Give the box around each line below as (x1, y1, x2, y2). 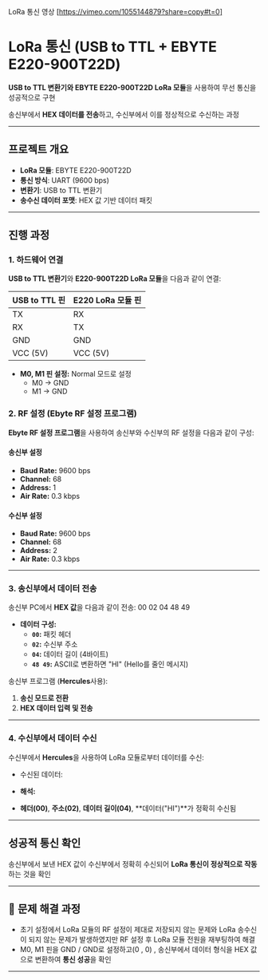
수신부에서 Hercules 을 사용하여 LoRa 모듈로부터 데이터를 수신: (8, 753, 205, 762)
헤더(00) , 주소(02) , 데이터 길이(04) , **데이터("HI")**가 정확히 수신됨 (19, 803, 237, 812)
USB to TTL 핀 (12, 294, 66, 306)
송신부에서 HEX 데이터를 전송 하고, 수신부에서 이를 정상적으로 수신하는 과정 (8, 109, 239, 119)
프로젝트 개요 (8, 143, 69, 156)
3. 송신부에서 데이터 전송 (8, 583, 97, 595)
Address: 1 (19, 482, 57, 492)
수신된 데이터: (19, 769, 64, 779)
